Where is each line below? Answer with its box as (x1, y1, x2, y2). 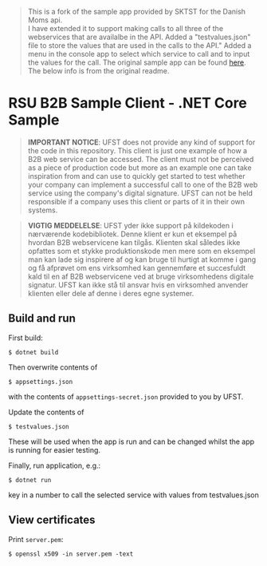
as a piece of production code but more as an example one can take (27, 163, 253, 172)
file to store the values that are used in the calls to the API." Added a (27, 41, 252, 50)
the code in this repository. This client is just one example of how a (27, 145, 248, 155)
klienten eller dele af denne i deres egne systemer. (27, 288, 194, 298)
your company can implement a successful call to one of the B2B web (27, 180, 258, 189)
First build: (8, 333, 44, 342)
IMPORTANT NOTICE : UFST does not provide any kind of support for (27, 137, 256, 147)
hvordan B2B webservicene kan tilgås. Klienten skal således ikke (27, 237, 241, 247)
